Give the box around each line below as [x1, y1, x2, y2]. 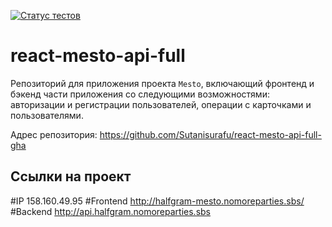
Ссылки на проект [10, 168, 132, 185]
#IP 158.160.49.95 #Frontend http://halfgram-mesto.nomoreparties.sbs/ [10, 195, 305, 207]
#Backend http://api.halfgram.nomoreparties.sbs [10, 205, 212, 217]
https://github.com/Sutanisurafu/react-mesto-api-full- [99, 128, 322, 140]
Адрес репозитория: [10, 128, 98, 140]
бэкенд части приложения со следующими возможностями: [10, 88, 270, 100]
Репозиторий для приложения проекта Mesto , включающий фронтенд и [10, 77, 315, 89]
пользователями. [10, 109, 84, 121]
